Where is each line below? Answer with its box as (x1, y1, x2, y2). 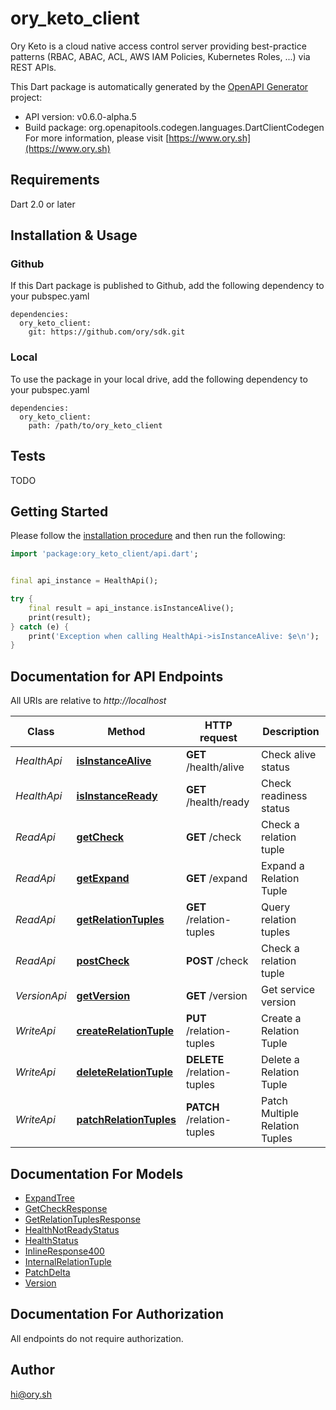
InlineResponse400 (24, 1245, 105, 1257)
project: (10, 91, 43, 103)
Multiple (260, 1107, 300, 1121)
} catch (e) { (10, 622, 70, 632)
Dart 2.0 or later (10, 198, 76, 210)
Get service (260, 983, 316, 997)
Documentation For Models (10, 1165, 184, 1182)
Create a (260, 1012, 302, 1026)
